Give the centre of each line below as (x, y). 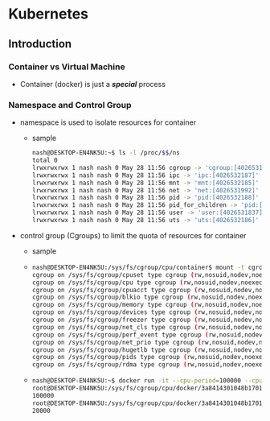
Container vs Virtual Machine (67, 67)
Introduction (40, 44)
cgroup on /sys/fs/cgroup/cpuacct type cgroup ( (115, 290)
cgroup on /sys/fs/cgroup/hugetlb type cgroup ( (115, 350)
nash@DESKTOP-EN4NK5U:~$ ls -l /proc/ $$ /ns (106, 153)
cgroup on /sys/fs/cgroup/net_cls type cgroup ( (115, 327)
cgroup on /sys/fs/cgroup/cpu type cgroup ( (108, 283)
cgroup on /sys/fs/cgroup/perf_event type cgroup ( (120, 335)
